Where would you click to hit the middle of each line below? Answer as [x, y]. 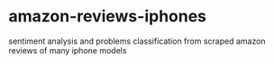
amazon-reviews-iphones [108, 16]
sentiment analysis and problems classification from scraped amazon [137, 41]
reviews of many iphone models [68, 50]
